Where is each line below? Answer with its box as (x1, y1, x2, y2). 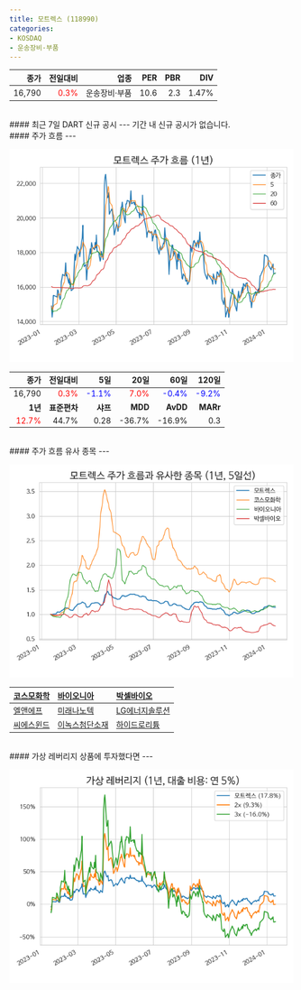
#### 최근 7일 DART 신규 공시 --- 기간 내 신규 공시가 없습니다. (9, 118, 232, 130)
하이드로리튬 (115, 719, 160, 730)
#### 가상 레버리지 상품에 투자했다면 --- (9, 750, 153, 762)
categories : (9, 23, 54, 33)
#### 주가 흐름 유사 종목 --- (9, 446, 110, 457)
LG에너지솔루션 (115, 705, 170, 716)
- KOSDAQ (9, 33, 42, 42)
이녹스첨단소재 (57, 719, 109, 730)
